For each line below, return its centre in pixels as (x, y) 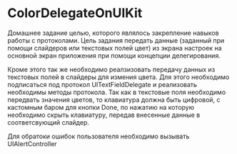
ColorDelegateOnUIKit (75, 13)
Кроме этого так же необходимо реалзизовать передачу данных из (111, 69)
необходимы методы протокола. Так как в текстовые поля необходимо (117, 92)
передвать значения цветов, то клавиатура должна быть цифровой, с (114, 99)
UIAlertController (32, 143)
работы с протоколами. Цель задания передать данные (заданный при (116, 40)
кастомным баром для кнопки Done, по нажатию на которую (101, 107)
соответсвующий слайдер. (49, 122)
